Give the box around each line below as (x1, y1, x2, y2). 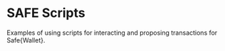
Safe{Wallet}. (6, 35, 46, 44)
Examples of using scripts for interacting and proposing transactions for (6, 28, 218, 37)
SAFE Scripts (6, 5, 86, 21)
